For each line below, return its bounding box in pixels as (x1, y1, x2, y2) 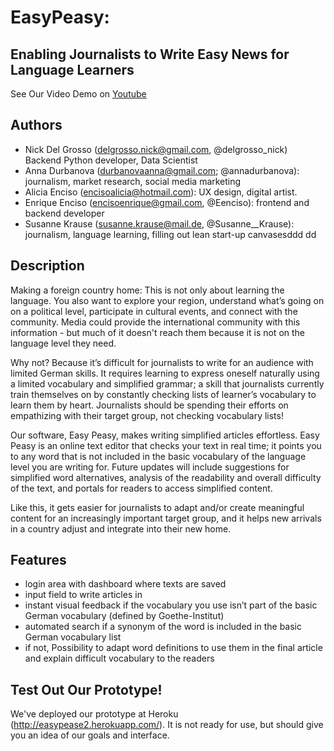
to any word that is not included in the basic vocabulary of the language (10, 450, 307, 462)
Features (10, 552, 67, 569)
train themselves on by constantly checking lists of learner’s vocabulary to (10, 388, 317, 400)
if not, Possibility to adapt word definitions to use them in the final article (24, 642, 323, 654)
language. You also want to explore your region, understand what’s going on (10, 294, 325, 306)
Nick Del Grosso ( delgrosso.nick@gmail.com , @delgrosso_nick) (24, 143, 288, 155)
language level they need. (10, 337, 117, 349)
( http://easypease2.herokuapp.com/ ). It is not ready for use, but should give (10, 719, 324, 731)
